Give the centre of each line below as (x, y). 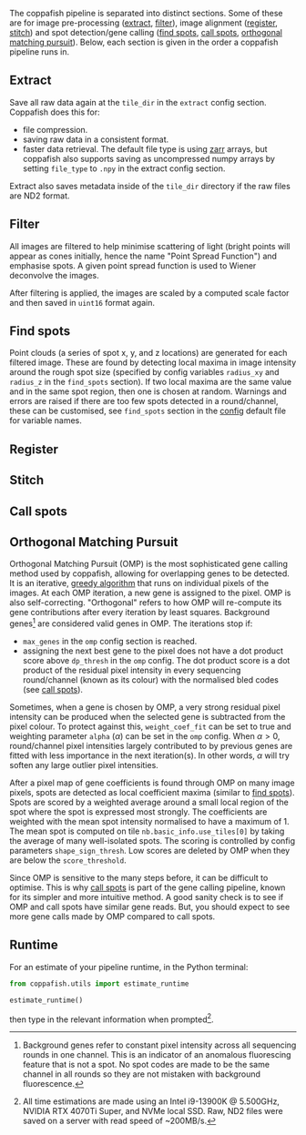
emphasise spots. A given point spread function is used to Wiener (133, 265)
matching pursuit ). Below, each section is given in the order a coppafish (144, 42)
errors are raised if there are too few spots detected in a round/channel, (144, 401)
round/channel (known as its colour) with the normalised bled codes (151, 680)
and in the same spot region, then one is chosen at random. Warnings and (148, 391)
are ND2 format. (40, 196)
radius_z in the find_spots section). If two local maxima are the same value (151, 382)
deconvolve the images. (54, 275)
